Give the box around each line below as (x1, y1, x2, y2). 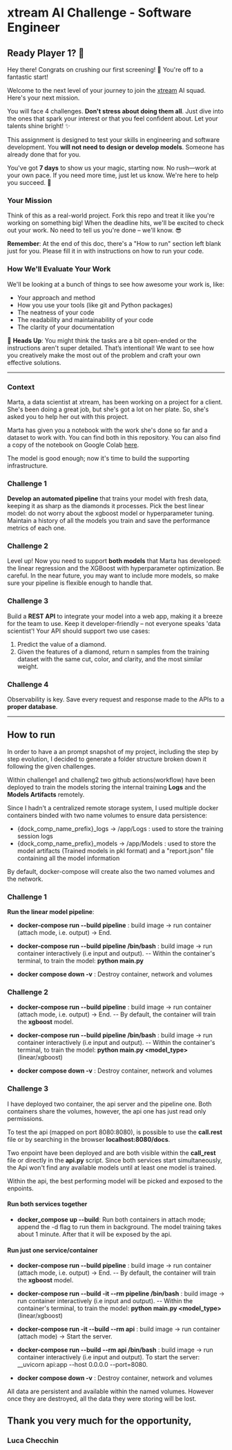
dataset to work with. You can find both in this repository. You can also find (7, 433, 221, 441)
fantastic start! (7, 73, 48, 81)
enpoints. (7, 1184, 34, 1192)
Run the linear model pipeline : (7, 908, 95, 916)
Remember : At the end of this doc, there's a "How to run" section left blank (7, 240, 222, 248)
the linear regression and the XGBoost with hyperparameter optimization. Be (7, 564, 224, 573)
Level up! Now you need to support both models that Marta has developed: (7, 557, 222, 565)
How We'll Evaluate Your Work (7, 265, 111, 274)
